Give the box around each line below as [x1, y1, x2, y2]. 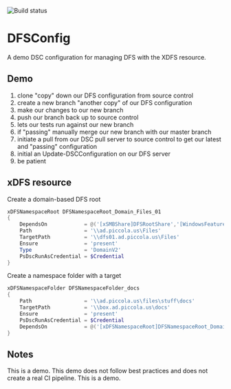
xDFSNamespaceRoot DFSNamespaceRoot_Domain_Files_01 [7, 208, 162, 215]
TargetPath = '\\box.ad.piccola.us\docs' [19, 304, 170, 311]
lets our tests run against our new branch [16, 120, 134, 128]
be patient [16, 156, 47, 165]
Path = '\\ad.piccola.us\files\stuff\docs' [19, 298, 195, 305]
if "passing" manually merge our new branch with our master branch [16, 128, 212, 136]
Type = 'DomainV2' [19, 246, 122, 253]
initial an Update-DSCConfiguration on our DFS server [16, 150, 170, 158]
